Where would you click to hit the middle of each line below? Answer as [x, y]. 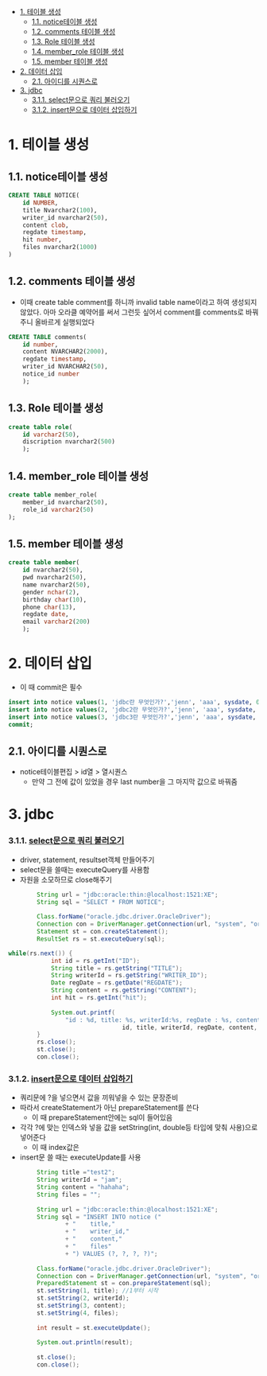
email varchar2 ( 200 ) [56, 622]
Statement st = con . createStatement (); [103, 932]
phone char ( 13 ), [50, 607]
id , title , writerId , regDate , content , [190, 1027]
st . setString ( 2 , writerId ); [83, 1298]
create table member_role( [53, 495]
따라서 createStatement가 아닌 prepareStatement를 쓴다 [109, 1108]
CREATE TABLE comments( [48, 337]
